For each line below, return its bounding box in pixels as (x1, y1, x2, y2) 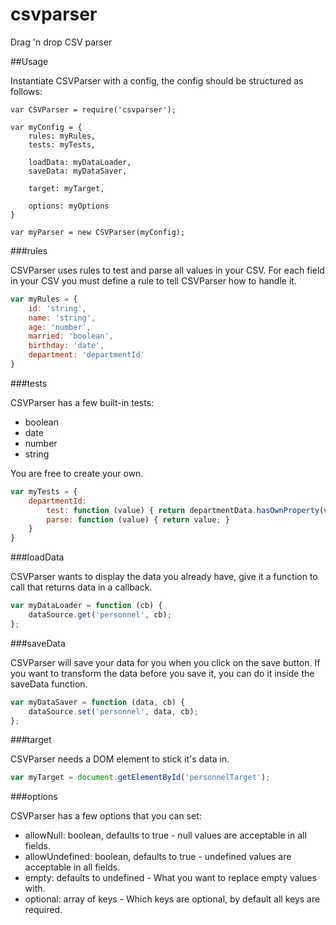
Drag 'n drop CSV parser (10, 36, 113, 48)
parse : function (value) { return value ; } (46, 514, 230, 525)
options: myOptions (28, 201, 110, 211)
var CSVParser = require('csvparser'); (10, 104, 177, 115)
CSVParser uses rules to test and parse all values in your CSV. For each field (10, 264, 325, 276)
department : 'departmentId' (28, 350, 145, 360)
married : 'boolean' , (28, 331, 114, 342)
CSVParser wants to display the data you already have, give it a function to (10, 571, 318, 583)
